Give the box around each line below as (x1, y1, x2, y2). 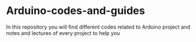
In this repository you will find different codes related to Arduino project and (6, 23, 191, 30)
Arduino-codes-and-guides (6, 4, 145, 17)
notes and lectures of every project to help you (6, 29, 120, 36)
